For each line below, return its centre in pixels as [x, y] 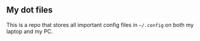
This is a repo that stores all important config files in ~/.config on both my [100, 24]
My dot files [30, 10]
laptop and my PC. [30, 31]
